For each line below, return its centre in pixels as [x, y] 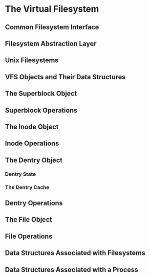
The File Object [29, 219]
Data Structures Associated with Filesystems [75, 253]
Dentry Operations [34, 203]
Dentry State [21, 174]
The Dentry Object [34, 160]
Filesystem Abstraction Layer [51, 43]
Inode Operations [32, 144]
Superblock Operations [41, 110]
